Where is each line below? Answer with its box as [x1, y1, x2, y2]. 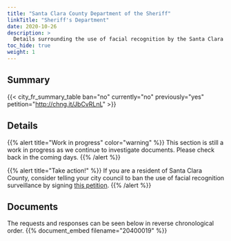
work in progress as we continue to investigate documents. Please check [7, 146, 215, 154]
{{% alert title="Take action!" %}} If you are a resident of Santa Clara [7, 166, 202, 175]
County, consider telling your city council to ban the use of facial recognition [7, 173, 225, 182]
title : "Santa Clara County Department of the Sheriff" [7, 10, 171, 17]
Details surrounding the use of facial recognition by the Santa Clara [13, 36, 224, 43]
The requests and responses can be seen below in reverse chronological [7, 219, 214, 228]
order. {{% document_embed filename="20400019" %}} [7, 226, 168, 235]
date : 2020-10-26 [7, 23, 57, 30]
